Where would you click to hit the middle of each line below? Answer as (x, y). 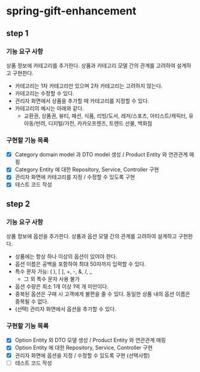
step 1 (17, 33)
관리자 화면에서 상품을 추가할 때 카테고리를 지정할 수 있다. (82, 101)
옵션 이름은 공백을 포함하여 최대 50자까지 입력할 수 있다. (80, 264)
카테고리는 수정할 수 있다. (45, 93)
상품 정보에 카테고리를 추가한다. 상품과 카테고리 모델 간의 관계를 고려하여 (91, 65)
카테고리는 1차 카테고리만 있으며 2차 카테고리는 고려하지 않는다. (89, 86)
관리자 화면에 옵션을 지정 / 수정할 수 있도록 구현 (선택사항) (82, 355)
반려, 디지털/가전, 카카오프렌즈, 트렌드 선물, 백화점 (94, 123)
